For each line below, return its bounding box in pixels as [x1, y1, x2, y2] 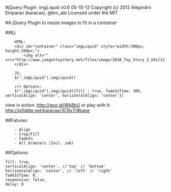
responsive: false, [5, 177, 47, 182]
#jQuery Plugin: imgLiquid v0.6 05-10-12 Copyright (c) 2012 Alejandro [5, 5, 152, 10]
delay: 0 [5, 182, 24, 187]
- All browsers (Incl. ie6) [14, 140, 74, 146]
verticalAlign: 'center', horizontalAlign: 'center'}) [5, 93, 124, 98]
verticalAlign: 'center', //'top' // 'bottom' [5, 164, 106, 169]
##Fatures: [5, 117, 28, 123]
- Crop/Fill [14, 132, 40, 137]
